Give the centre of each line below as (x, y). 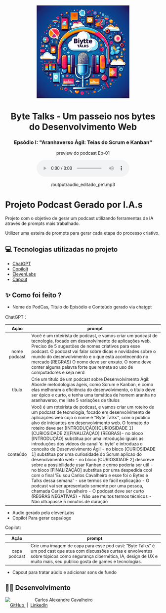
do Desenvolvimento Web (83, 127)
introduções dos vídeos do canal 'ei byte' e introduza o (87, 444)
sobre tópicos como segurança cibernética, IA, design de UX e (94, 556)
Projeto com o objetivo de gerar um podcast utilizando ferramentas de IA (79, 219)
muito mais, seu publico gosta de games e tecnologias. (86, 561)
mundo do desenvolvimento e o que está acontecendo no (90, 356)
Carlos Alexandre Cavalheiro (63, 600)
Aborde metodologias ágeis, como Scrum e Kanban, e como (92, 385)
